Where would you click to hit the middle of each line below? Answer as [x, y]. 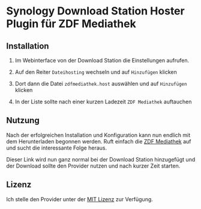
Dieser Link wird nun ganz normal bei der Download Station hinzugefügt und [101, 159]
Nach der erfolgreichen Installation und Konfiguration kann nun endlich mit [98, 135]
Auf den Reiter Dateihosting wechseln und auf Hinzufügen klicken [96, 72]
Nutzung [23, 120]
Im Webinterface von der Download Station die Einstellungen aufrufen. [102, 60]
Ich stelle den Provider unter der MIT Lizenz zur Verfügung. [79, 199]
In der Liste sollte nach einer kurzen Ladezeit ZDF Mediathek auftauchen [103, 101]
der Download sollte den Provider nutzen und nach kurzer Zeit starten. [93, 166]
